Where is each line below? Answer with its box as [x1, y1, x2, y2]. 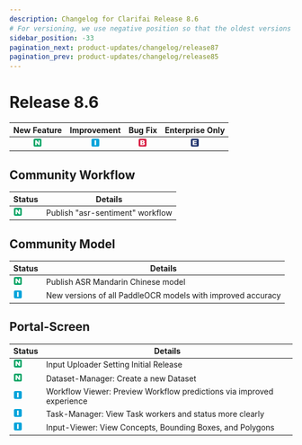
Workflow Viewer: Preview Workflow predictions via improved [46, 386, 274, 396]
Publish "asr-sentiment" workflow [46, 207, 173, 218]
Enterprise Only [164, 124, 226, 135]
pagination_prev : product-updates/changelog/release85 [9, 52, 219, 62]
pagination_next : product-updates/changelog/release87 [9, 43, 219, 52]
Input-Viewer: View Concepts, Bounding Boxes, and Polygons [46, 423, 275, 433]
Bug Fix [129, 124, 157, 135]
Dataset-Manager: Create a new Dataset [46, 373, 197, 384]
